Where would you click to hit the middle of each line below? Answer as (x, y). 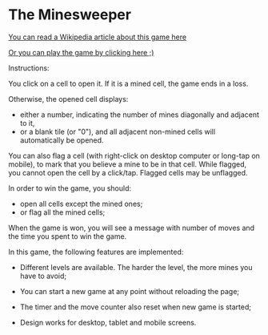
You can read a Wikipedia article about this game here (97, 37)
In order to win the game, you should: (70, 188)
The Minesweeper (70, 15)
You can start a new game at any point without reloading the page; (130, 291)
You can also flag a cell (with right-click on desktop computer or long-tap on (134, 155)
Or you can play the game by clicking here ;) (81, 52)
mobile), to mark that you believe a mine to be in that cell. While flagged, (127, 164)
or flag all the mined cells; (62, 212)
